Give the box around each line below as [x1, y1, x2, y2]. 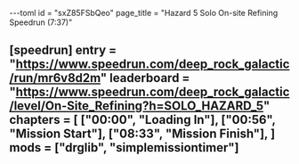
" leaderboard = [100, 70, 190, 86]
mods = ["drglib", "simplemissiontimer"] [9, 140, 239, 155]
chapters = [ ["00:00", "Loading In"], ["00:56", [9, 112, 276, 127]
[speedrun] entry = [9, 43, 117, 58]
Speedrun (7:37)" [9, 17, 73, 28]
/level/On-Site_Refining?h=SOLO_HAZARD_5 [9, 98, 264, 114]
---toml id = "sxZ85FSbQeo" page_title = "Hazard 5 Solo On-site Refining [9, 8, 279, 18]
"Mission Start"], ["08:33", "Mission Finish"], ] [9, 127, 276, 142]
